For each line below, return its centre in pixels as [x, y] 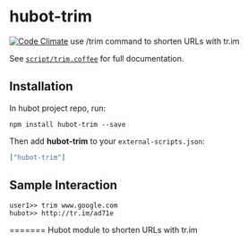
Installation [41, 87]
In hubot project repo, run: [58, 108]
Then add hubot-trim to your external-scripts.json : [107, 141]
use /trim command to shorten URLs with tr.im [155, 41]
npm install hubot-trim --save [68, 124]
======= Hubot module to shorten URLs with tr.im [104, 230]
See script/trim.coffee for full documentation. [97, 58]
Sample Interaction [64, 185]
